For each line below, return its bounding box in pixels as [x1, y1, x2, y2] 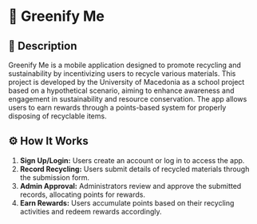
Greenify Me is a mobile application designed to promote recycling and [8, 60, 242, 70]
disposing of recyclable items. [8, 111, 107, 121]
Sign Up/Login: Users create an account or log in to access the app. [19, 155, 245, 165]
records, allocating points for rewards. [19, 190, 146, 199]
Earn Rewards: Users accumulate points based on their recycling [19, 198, 235, 207]
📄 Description [8, 39, 77, 53]
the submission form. [19, 172, 90, 182]
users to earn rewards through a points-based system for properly [8, 103, 227, 112]
